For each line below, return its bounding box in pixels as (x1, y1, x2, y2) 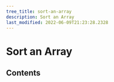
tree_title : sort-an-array (6, 8, 72, 15)
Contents (6, 68, 41, 78)
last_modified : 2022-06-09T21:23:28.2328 (6, 19, 109, 25)
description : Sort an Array (6, 14, 75, 20)
